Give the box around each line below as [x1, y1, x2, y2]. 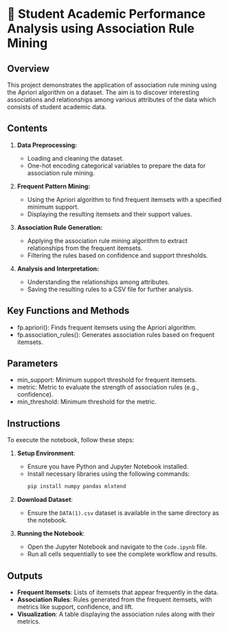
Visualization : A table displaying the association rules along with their [16, 610, 215, 618]
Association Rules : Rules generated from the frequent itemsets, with [16, 595, 212, 604]
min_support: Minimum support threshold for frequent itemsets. [16, 376, 197, 384]
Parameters [7, 358, 58, 369]
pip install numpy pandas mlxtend [27, 483, 126, 490]
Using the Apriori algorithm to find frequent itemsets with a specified [27, 195, 222, 203]
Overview [7, 62, 50, 74]
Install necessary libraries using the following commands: [27, 470, 190, 478]
